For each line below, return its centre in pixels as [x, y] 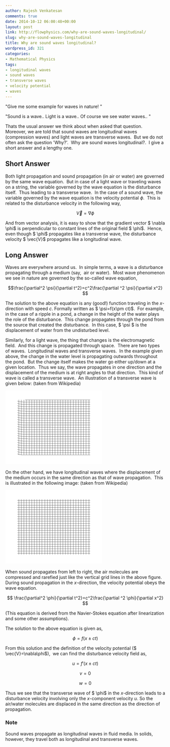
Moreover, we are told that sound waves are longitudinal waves [71, 131]
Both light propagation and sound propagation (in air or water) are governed [85, 176]
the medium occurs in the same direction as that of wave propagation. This [84, 478]
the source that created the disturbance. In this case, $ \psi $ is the [76, 325]
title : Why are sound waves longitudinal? [51, 43]
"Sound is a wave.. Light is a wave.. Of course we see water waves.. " [78, 116]
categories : [18, 53]
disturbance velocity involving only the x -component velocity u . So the [79, 699]
